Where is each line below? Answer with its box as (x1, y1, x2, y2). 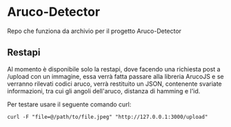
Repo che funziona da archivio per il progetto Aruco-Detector (7, 27, 181, 35)
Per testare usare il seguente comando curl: (7, 100, 132, 108)
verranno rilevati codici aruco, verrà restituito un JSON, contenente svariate (7, 80, 222, 88)
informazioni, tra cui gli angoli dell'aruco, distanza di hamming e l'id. (7, 86, 201, 95)
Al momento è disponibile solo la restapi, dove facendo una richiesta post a (7, 65, 221, 73)
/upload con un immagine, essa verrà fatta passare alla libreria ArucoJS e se (7, 72, 224, 80)
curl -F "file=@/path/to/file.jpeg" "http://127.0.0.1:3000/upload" (7, 113, 208, 120)
